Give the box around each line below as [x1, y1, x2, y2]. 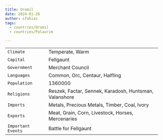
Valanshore [48, 94, 74, 100]
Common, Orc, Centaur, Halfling [48, 72, 121, 79]
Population [7, 81, 33, 86]
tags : [5, 20, 16, 26]
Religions [7, 91, 30, 97]
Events [7, 128, 23, 133]
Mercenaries [48, 115, 78, 122]
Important [7, 124, 30, 128]
